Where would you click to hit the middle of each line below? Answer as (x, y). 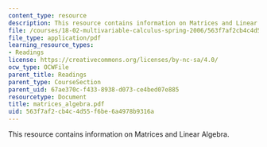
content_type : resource (48, 15)
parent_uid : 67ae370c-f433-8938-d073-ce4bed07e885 (94, 89)
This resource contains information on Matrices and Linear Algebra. (119, 134)
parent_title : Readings (48, 75)
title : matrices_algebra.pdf (56, 104)
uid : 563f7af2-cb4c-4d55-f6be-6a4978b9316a (81, 112)
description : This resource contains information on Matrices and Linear (133, 23)
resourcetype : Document (48, 97)
